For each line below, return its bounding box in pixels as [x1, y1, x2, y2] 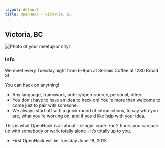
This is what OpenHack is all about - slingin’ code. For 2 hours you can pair [5, 122, 159, 128]
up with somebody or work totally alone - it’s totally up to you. [5, 128, 131, 134]
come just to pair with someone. [12, 102, 78, 108]
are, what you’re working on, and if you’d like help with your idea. [12, 113, 146, 119]
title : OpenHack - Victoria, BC [5, 12, 72, 17]
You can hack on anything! [5, 82, 59, 88]
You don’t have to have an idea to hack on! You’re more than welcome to [12, 97, 161, 103]
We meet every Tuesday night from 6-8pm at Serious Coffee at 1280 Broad [5, 67, 159, 73]
